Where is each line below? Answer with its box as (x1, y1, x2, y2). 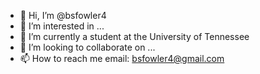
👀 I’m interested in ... (19, 20, 105, 32)
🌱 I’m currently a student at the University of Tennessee (19, 31, 250, 42)
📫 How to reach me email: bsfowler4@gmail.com (19, 53, 225, 64)
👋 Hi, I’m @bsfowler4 (19, 10, 107, 21)
